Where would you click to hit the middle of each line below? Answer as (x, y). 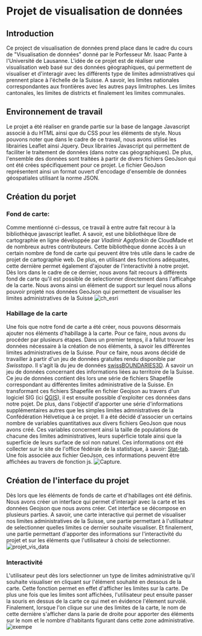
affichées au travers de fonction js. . (64, 461)
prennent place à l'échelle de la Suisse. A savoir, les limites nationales (93, 80)
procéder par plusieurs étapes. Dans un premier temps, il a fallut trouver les (100, 339)
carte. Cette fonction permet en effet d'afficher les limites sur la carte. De (97, 588)
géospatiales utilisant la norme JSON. (53, 178)
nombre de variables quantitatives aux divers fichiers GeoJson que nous (96, 423)
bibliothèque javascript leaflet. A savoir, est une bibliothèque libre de (91, 233)
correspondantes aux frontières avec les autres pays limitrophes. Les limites (101, 86)
